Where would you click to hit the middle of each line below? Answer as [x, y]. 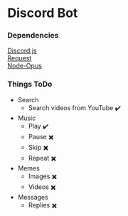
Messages [33, 197]
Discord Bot [43, 13]
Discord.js [22, 50]
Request [20, 58]
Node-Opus [25, 66]
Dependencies [33, 36]
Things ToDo [30, 85]
